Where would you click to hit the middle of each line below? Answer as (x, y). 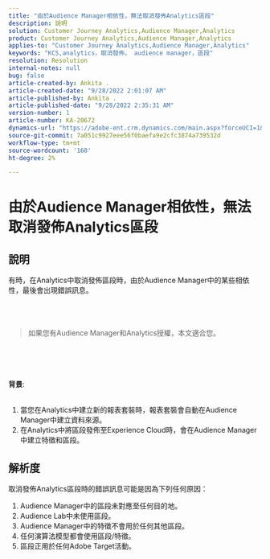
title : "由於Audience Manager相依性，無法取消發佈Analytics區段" (111, 16)
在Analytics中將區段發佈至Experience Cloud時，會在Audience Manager (138, 430)
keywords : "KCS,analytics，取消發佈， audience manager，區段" (111, 53)
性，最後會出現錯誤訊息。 (51, 290)
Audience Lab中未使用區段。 (67, 516)
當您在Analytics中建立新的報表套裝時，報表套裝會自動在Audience (128, 410)
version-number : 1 (39, 113)
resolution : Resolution (48, 61)
